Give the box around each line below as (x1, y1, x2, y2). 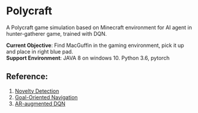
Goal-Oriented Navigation (14, 93, 78, 101)
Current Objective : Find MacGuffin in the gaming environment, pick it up (6, 42, 184, 49)
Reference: (6, 71, 48, 81)
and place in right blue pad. (6, 48, 73, 55)
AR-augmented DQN (14, 100, 65, 107)
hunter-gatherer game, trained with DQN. (6, 30, 107, 37)
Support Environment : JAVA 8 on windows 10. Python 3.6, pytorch (6, 54, 170, 61)
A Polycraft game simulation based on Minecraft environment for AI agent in (6, 24, 192, 31)
